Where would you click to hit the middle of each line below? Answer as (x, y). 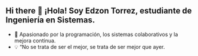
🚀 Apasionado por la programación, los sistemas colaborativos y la (96, 34)
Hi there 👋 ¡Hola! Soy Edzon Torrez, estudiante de (99, 11)
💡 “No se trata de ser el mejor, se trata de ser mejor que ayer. (89, 47)
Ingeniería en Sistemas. (50, 20)
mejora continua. (35, 40)
